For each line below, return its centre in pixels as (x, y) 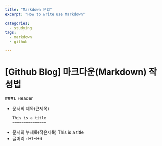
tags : (11, 33)
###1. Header (19, 98)
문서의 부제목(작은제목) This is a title (48, 132)
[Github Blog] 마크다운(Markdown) (76, 72)
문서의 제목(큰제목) (30, 108)
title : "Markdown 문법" (28, 10)
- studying (21, 28)
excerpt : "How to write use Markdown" (45, 14)
